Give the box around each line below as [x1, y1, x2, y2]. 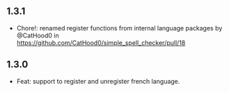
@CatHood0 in [16, 31, 60, 39]
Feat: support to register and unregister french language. [16, 77, 180, 85]
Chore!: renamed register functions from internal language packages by [16, 24, 223, 32]
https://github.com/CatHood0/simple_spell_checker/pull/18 [16, 38, 186, 47]
